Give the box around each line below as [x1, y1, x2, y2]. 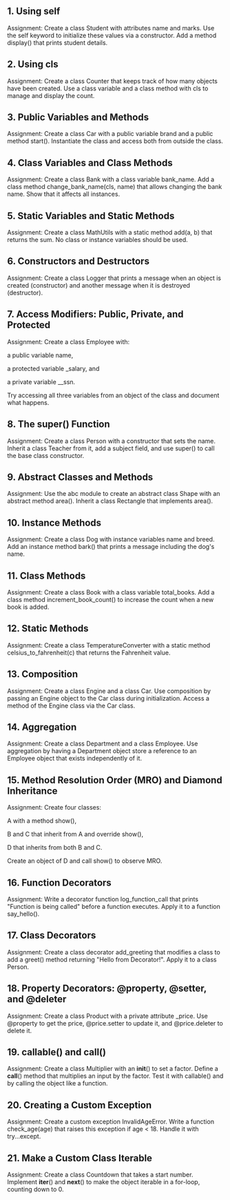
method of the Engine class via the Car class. [7, 701, 136, 710]
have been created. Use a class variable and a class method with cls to [7, 84, 209, 92]
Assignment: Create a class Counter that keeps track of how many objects [7, 77, 218, 85]
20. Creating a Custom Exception [7, 1099, 152, 1111]
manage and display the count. [7, 91, 95, 99]
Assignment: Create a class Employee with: [7, 337, 130, 346]
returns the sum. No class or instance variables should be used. [7, 236, 188, 244]
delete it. [7, 1026, 32, 1034]
